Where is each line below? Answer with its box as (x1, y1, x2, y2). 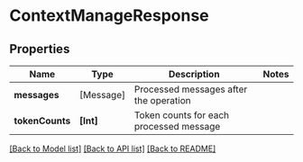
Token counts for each (133, 109, 230, 121)
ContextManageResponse (9, 5, 209, 26)
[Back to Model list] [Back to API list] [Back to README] (9, 143, 216, 154)
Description (168, 68, 220, 80)
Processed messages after (133, 83, 248, 95)
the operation (133, 94, 191, 106)
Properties (9, 41, 70, 57)
